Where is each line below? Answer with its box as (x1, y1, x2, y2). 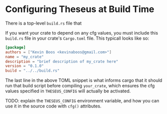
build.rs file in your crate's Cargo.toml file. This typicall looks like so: (5, 35, 149, 41)
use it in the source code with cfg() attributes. (5, 103, 102, 109)
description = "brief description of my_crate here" (5, 59, 119, 64)
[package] (5, 45, 26, 50)
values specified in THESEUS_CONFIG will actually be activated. (5, 88, 131, 94)
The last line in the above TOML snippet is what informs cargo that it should (5, 77, 162, 83)
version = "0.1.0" (5, 64, 44, 69)
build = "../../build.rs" (5, 68, 60, 73)
